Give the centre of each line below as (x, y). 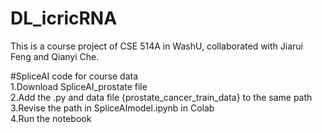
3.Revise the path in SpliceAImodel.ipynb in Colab (112, 108)
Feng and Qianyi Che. (55, 56)
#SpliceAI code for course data (74, 76)
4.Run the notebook (51, 118)
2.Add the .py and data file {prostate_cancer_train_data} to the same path (161, 97)
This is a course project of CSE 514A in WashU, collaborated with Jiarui (156, 46)
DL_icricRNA (64, 18)
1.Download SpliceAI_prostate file (79, 86)
